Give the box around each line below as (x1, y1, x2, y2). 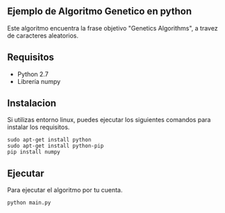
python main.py (7, 199, 51, 207)
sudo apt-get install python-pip (7, 142, 104, 150)
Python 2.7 (17, 69, 49, 78)
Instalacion (7, 97, 57, 110)
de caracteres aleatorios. (7, 31, 78, 40)
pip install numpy (7, 148, 60, 155)
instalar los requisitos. (7, 123, 70, 131)
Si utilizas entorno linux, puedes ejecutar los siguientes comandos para (7, 116, 211, 124)
